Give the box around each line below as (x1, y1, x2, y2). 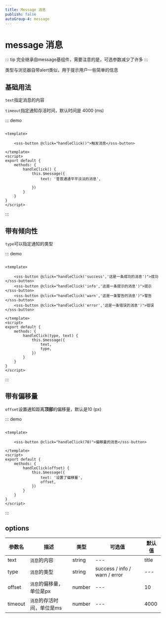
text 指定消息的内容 (5, 97, 44, 103)
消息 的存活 (30, 597, 53, 604)
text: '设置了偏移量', (40, 475, 83, 480)
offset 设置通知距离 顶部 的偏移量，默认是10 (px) (5, 406, 102, 412)
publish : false (5, 12, 37, 17)
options (5, 524, 30, 532)
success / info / (95, 565, 131, 572)
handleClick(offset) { (23, 466, 70, 471)
